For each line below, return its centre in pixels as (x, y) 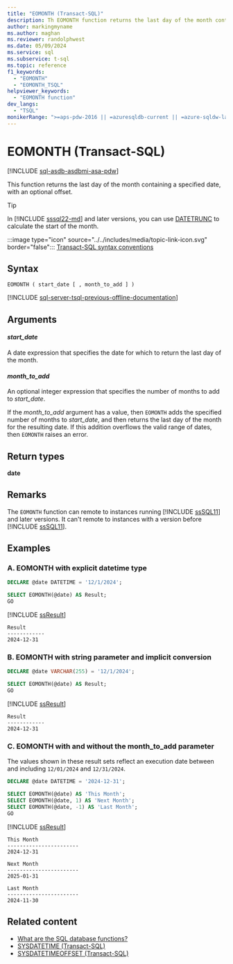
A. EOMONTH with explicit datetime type (77, 568)
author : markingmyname (40, 26)
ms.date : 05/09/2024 (37, 46)
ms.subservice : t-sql (38, 59)
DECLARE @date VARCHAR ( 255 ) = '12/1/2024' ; (71, 672)
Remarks (27, 495)
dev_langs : (23, 104)
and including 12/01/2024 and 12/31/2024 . (67, 769)
